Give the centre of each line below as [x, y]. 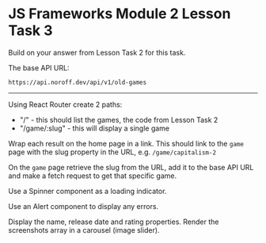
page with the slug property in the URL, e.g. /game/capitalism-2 [112, 152]
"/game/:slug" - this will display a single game [95, 128]
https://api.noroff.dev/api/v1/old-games [78, 82]
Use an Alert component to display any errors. [84, 206]
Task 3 [30, 30]
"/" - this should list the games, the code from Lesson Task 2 [119, 120]
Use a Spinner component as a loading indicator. [87, 191]
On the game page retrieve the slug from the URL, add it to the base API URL [131, 167]
